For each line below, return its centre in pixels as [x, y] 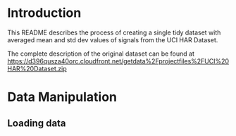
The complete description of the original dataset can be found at [101, 54]
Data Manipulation [62, 97]
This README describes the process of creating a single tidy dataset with [114, 32]
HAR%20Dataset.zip [37, 68]
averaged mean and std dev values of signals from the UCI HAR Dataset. [113, 39]
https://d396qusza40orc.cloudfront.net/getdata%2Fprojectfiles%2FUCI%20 [118, 61]
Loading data [37, 123]
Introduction [44, 13]
